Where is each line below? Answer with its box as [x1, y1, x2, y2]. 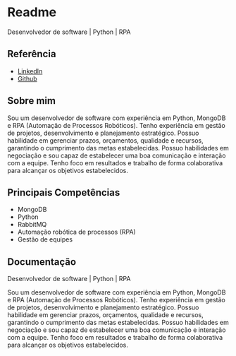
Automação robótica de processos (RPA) [17, 227, 136, 237]
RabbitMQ [17, 220, 47, 229]
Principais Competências [7, 186, 120, 198]
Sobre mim [7, 95, 56, 107]
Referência [7, 48, 56, 60]
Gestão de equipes [17, 235, 73, 244]
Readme [7, 4, 57, 20]
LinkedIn [17, 66, 43, 75]
